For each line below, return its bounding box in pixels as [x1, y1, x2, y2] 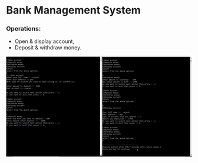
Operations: [6, 25, 41, 33]
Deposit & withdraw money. [14, 44, 82, 51]
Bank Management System [6, 4, 141, 17]
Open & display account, [14, 38, 75, 45]
